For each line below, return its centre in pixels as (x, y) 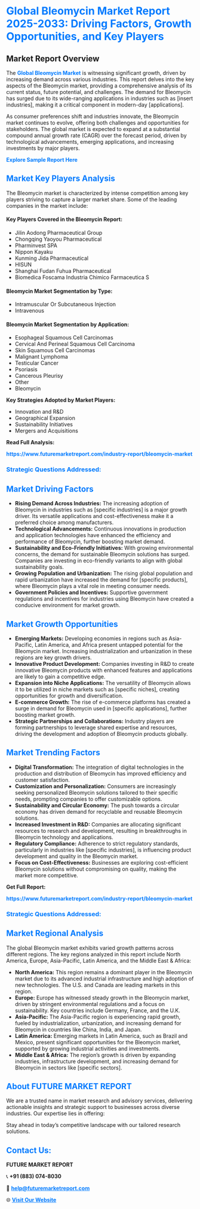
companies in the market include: (47, 205)
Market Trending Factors (53, 753)
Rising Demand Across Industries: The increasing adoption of (92, 504)
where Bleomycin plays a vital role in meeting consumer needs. (93, 586)
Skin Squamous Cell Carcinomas (55, 350)
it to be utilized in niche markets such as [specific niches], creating (97, 689)
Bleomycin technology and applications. (64, 837)
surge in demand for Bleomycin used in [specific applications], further (101, 708)
